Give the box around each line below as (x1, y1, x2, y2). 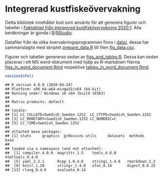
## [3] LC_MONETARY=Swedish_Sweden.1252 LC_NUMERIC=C (5, 116, 117, 121)
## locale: (5, 108, 27, 113)
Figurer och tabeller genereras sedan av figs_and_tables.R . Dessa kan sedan (5, 53, 159, 59)
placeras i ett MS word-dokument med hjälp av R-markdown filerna (5, 59, 140, 65)
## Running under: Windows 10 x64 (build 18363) (5, 91, 106, 96)
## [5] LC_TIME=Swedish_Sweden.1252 (5, 121, 79, 125)
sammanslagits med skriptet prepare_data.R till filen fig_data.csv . (5, 44, 135, 50)
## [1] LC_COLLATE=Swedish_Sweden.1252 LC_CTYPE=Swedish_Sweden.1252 (5, 112, 151, 117)
